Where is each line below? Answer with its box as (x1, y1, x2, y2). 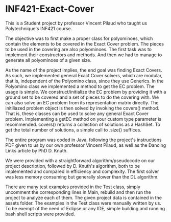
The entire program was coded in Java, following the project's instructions (5, 137, 162, 143)
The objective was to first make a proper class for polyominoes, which (5, 35, 153, 41)
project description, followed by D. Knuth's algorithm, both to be (5, 163, 140, 169)
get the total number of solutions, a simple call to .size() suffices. (5, 126, 142, 133)
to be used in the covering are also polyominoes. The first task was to (5, 46, 152, 52)
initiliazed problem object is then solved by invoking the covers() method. (5, 105, 160, 111)
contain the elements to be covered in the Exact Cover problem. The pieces (5, 40, 164, 47)
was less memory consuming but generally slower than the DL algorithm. (5, 173, 159, 180)
